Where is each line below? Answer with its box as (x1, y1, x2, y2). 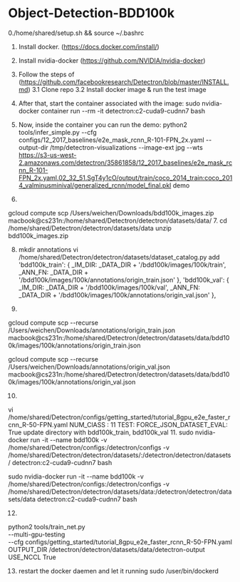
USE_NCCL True (8, 553, 56, 561)
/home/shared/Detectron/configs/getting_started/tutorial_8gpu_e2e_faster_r (8, 412, 231, 422)
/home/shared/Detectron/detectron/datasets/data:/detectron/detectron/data (8, 487, 232, 496)
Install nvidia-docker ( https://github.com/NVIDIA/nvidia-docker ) (18, 56, 206, 65)
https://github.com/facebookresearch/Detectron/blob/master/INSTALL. (21, 77, 229, 86)
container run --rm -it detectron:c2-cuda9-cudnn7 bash (41, 106, 206, 115)
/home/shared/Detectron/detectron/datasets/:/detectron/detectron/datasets (8, 451, 231, 459)
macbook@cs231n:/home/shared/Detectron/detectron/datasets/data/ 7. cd (8, 216, 227, 225)
